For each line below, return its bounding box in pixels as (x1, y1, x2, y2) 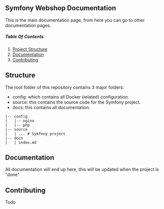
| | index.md (5, 140, 37, 145)
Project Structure (12, 46, 48, 52)
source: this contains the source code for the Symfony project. (12, 99, 141, 105)
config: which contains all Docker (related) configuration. (12, 94, 129, 100)
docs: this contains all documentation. (12, 104, 90, 110)
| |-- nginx (5, 118, 35, 123)
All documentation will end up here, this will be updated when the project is (5, 166, 159, 172)
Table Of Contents (5, 34, 44, 40)
